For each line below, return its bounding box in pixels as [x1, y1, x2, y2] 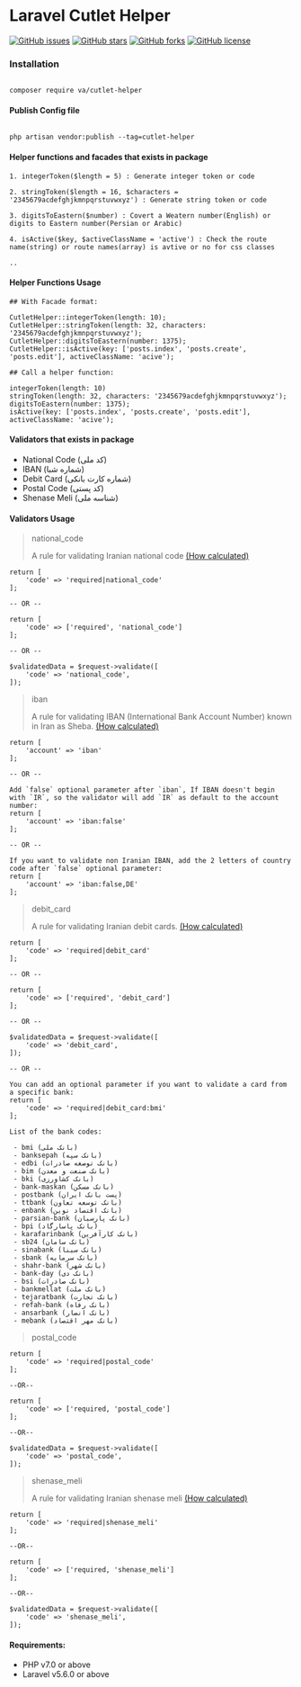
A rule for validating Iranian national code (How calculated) [31, 551, 250, 561]
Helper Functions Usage [9, 277, 102, 288]
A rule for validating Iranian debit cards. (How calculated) [31, 921, 243, 932]
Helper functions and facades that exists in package [9, 152, 208, 163]
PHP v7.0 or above [22, 1659, 92, 1670]
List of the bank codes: [9, 1127, 102, 1136]
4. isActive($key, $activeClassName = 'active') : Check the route [9, 235, 268, 244]
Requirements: [9, 1639, 66, 1650]
